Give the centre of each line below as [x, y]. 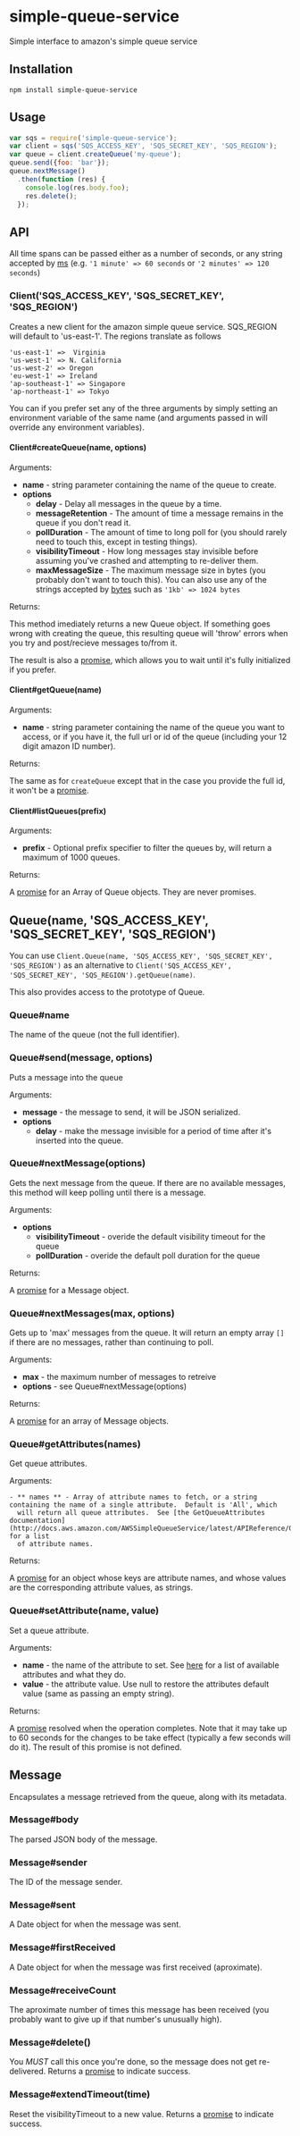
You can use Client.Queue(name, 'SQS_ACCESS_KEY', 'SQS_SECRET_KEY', [141, 955]
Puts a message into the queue [66, 1077]
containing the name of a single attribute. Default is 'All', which [143, 1505]
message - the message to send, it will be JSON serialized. [131, 1112]
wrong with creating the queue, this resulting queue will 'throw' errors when [149, 633]
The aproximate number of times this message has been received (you [139, 2010]
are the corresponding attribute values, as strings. [101, 1587]
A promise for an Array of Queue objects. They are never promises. [133, 892]
